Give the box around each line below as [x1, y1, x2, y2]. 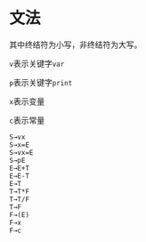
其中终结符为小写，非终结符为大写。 [9, 39, 142, 50]
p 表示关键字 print [9, 77, 73, 87]
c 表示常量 [9, 115, 45, 125]
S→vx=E [9, 148, 34, 157]
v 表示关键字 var [9, 58, 65, 69]
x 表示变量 [9, 95, 45, 107]
